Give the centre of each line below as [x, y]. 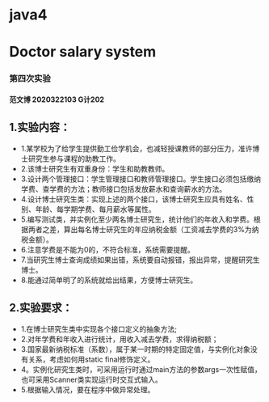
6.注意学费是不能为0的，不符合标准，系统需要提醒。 [107, 249]
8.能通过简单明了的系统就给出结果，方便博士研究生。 [109, 280]
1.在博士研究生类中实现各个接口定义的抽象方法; [99, 328]
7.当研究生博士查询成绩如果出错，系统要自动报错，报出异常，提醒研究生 [141, 260]
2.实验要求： [41, 308]
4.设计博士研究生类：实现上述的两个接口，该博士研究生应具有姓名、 [134, 199]
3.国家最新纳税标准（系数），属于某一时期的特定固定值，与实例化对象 [136, 349]
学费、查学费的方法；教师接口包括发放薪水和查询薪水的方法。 [124, 188]
